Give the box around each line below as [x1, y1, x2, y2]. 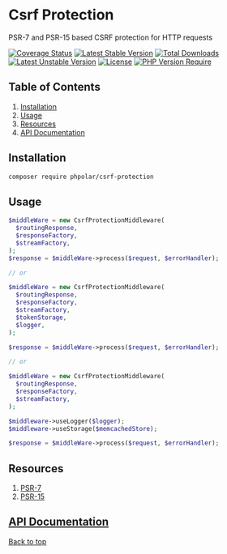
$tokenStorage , [15, 313, 67, 322]
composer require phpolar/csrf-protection [8, 173, 154, 181]
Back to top [8, 536, 47, 546]
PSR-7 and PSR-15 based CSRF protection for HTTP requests [8, 32, 213, 42]
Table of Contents [8, 80, 101, 94]
